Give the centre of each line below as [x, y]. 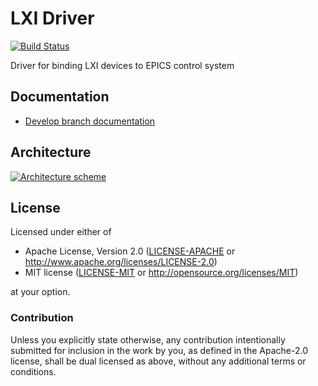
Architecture [51, 152]
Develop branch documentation [90, 121]
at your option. [40, 292]
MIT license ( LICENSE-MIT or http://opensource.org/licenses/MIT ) [161, 273]
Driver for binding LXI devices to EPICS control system [122, 65]
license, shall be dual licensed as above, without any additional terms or [158, 361]
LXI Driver [52, 18]
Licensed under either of [61, 232]
